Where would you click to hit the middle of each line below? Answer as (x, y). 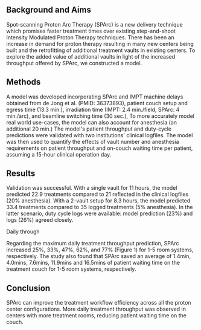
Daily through (23, 231)
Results (21, 174)
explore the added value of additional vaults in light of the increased (91, 56)
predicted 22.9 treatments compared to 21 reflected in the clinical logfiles (97, 194)
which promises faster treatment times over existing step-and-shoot (91, 31)
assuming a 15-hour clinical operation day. (59, 154)
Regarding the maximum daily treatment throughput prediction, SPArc (93, 244)
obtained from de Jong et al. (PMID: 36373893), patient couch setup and (97, 103)
